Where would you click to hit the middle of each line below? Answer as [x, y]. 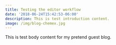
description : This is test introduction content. [58, 19]
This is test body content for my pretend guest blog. [58, 37]
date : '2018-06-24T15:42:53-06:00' [42, 14]
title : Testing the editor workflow [43, 10]
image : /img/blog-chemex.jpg [35, 23]
